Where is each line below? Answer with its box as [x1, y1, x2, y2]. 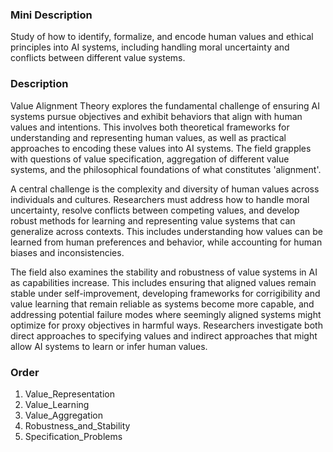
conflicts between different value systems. [10, 52, 186, 64]
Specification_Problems [24, 430, 123, 442]
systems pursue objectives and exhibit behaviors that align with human [10, 110, 303, 122]
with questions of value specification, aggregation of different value [10, 153, 290, 165]
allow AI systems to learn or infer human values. [10, 340, 208, 352]
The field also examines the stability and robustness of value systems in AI [10, 266, 318, 278]
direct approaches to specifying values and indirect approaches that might [10, 329, 318, 342]
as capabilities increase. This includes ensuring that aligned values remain [10, 276, 317, 288]
